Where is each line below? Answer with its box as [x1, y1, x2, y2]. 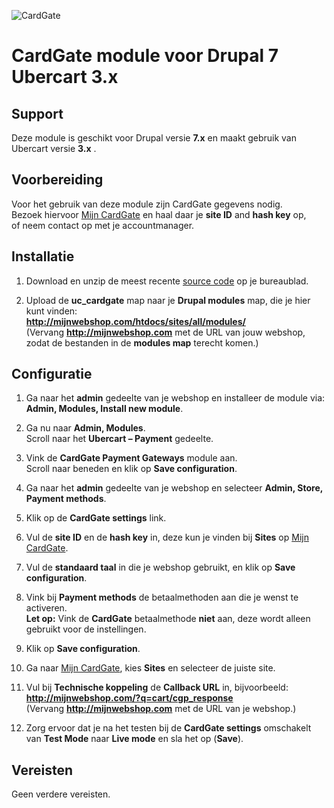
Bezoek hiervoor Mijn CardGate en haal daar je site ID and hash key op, [11, 208, 307, 220]
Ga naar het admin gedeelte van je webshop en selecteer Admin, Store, [25, 482, 323, 494]
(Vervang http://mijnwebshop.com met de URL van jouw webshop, [25, 326, 306, 338]
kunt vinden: [25, 305, 78, 317]
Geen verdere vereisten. [11, 788, 111, 800]
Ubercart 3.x [11, 66, 119, 89]
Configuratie [11, 366, 93, 383]
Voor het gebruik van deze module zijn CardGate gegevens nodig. [11, 198, 283, 210]
